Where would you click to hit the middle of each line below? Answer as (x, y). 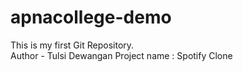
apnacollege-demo (91, 17)
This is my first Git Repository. (72, 45)
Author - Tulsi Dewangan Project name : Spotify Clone (121, 55)
